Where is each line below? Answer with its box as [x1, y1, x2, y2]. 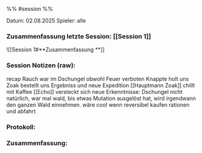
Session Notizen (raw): [6, 61, 76, 69]
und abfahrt [6, 107, 36, 115]
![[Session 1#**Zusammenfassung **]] [6, 46, 105, 54]
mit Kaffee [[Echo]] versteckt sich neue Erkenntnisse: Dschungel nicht [6, 88, 183, 95]
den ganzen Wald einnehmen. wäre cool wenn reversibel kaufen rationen [6, 101, 190, 109]
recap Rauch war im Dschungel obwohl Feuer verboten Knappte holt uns [6, 75, 189, 82]
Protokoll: [6, 123, 36, 131]
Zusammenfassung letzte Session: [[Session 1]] [6, 32, 151, 40]
